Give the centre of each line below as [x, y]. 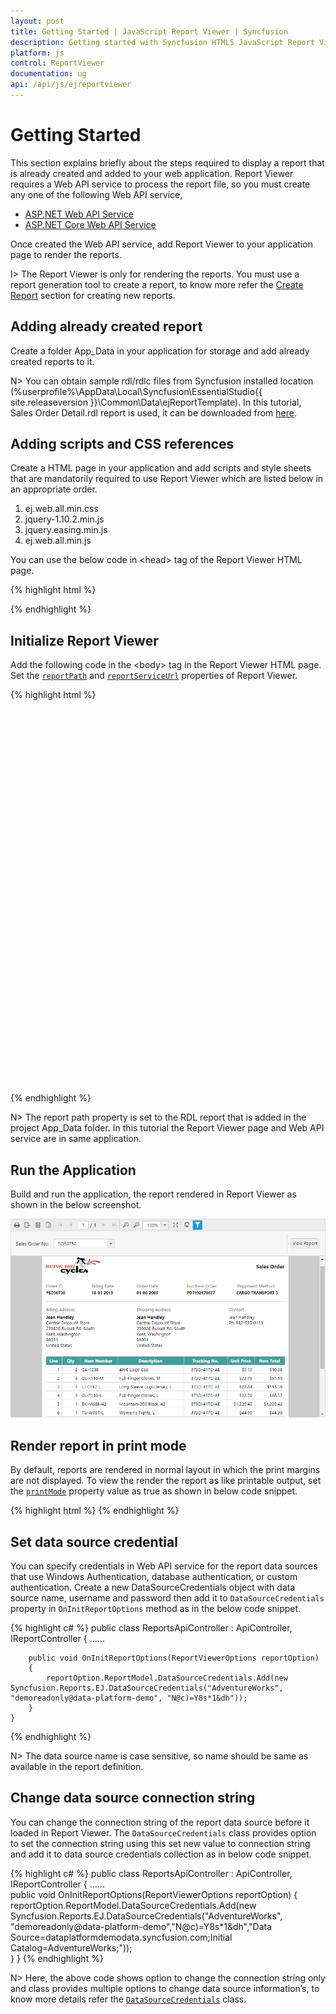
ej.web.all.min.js [58, 541]
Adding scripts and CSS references [122, 444]
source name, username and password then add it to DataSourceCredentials [167, 1598]
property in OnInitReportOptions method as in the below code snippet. [156, 1608]
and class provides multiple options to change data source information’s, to [165, 1988]
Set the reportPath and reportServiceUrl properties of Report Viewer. [154, 676]
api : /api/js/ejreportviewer [71, 85]
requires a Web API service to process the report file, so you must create [160, 184]
